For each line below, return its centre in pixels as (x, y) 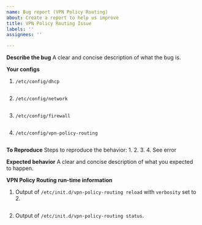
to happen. (20, 168)
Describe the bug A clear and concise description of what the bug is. (94, 57)
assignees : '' (24, 35)
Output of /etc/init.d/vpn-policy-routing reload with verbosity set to (106, 192)
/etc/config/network (41, 99)
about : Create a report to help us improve (63, 18)
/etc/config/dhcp (37, 82)
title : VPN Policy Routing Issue (49, 23)
